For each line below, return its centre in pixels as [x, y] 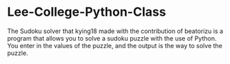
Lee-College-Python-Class [87, 12]
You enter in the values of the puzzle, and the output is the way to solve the [115, 45]
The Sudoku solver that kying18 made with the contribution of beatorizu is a [115, 31]
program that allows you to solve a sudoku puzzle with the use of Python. [112, 38]
